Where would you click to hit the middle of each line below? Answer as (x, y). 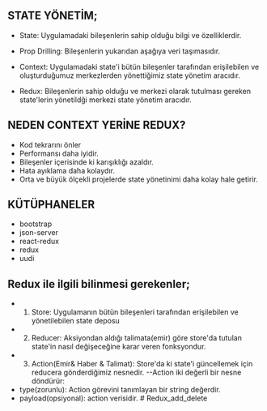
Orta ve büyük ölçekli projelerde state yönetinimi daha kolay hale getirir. (138, 179)
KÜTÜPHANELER (51, 205)
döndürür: (48, 381)
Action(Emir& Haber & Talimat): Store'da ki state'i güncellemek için (142, 364)
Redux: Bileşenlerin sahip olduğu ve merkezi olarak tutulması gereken (135, 91)
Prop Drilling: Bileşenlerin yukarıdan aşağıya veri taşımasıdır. (119, 51)
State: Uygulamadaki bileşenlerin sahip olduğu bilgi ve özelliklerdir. (130, 35)
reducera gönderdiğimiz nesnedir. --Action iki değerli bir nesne (136, 372)
